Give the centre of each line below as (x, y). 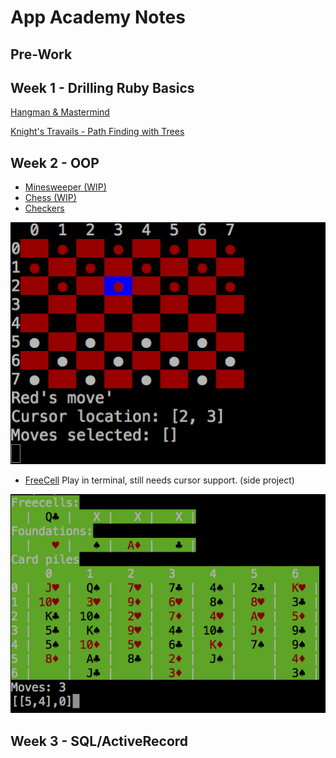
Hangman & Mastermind (60, 112)
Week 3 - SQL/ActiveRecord (99, 741)
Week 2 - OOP (55, 162)
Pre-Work (41, 54)
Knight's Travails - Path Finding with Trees (97, 132)
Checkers (44, 208)
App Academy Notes (98, 17)
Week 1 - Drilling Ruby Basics (102, 87)
